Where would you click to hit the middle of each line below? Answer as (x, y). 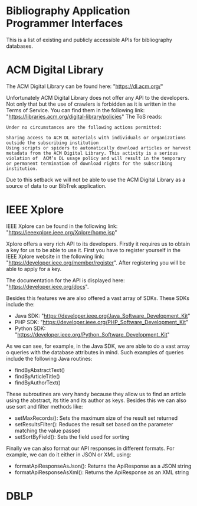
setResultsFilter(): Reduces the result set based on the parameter (94, 424)
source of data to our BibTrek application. (56, 186)
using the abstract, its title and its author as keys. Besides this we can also (96, 400)
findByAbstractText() (40, 370)
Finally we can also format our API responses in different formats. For (91, 448)
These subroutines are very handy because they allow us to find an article (96, 394)
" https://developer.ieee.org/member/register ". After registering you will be (96, 262)
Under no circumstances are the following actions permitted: (84, 127)
